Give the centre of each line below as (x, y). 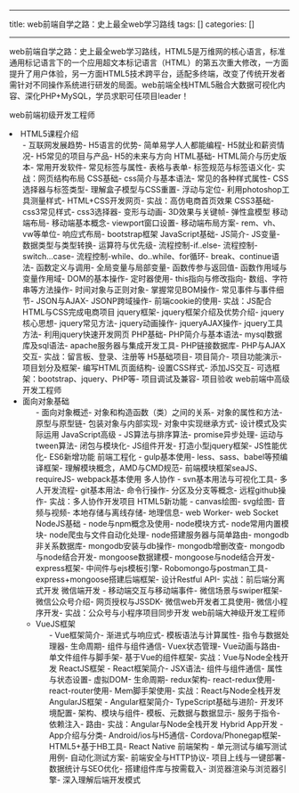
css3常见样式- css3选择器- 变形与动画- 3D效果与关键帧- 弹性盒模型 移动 (155, 212)
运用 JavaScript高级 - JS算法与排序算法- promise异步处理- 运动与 (164, 434)
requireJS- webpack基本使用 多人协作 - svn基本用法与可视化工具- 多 (161, 479)
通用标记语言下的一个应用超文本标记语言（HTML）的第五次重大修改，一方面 (149, 62)
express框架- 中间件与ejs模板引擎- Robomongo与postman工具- (152, 568)
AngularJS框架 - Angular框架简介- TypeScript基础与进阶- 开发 (162, 702)
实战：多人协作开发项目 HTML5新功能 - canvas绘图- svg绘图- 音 (167, 501)
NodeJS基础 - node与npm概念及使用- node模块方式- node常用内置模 (162, 523)
